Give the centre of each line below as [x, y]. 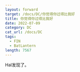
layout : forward [21, 9]
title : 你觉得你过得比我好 [29, 18]
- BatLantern [23, 46]
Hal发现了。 [17, 65]
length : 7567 [18, 50]
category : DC [18, 28]
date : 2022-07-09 [23, 23]
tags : [10, 37]
